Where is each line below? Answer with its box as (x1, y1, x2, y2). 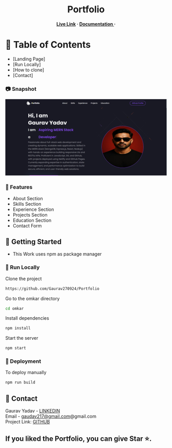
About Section (12, 195, 43, 201)
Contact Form (12, 222, 42, 229)
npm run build (5, 380, 36, 385)
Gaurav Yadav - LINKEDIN (5, 408, 60, 414)
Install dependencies (5, 315, 50, 321)
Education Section (12, 217, 52, 223)
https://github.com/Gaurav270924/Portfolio (5, 286, 100, 291)
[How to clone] (12, 67, 45, 73)
